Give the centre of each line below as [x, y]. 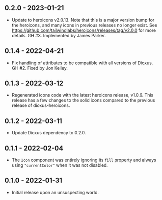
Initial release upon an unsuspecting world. [55, 192]
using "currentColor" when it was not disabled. [60, 165]
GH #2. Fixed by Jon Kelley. [40, 68]
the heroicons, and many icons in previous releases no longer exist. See [84, 25]
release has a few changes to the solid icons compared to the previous [83, 100]
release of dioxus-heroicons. [41, 105]
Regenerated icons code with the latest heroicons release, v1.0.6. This [82, 95]
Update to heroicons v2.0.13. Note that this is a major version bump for [83, 20]
